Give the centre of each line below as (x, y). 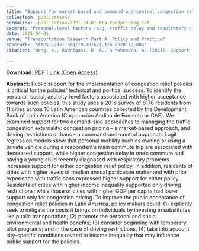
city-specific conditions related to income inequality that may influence (93, 235)
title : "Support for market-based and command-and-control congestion (95, 12)
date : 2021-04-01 (28, 34)
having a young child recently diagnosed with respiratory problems (88, 159)
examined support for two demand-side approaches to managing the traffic (98, 122)
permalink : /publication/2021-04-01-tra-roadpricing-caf (78, 23)
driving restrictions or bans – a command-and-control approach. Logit (92, 134)
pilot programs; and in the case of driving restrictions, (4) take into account (98, 228)
